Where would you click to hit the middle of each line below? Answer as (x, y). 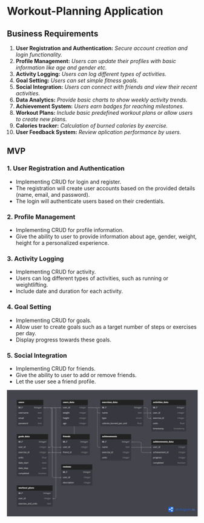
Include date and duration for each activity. (69, 291)
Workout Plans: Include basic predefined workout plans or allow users (104, 113)
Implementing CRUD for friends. (55, 368)
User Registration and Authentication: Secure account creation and (101, 48)
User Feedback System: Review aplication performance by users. (98, 132)
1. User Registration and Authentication (66, 168)
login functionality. (39, 55)
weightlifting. (32, 285)
